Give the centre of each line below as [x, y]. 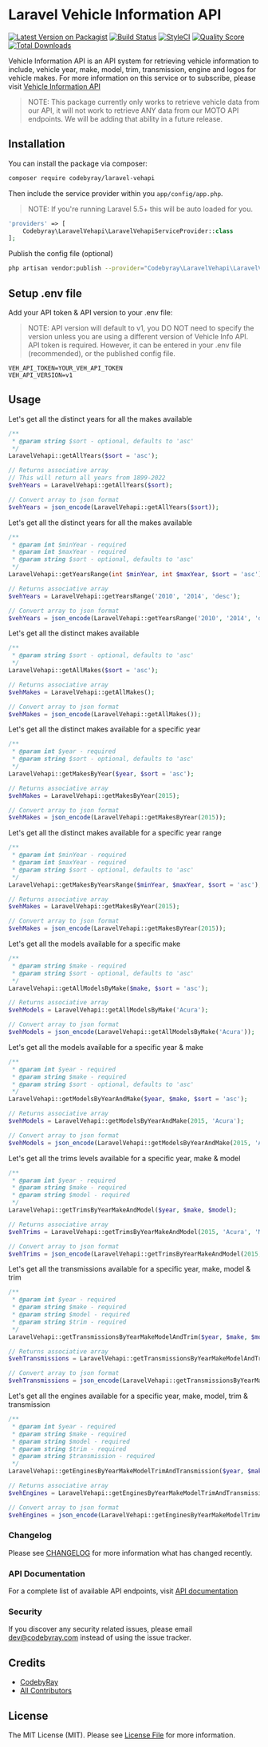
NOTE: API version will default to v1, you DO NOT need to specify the [141, 328]
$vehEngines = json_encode [53, 1515]
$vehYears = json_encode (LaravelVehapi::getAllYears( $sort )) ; [114, 507]
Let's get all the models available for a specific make [95, 944]
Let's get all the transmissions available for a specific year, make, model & [130, 1269]
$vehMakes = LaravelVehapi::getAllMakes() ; [82, 692]
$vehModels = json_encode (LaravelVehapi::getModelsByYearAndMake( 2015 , [130, 1143]
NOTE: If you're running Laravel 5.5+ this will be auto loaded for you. [140, 209]
